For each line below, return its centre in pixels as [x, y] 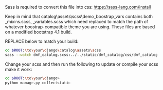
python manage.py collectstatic [38, 83]
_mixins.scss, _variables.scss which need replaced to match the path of [77, 22]
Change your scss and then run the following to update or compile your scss [82, 64]
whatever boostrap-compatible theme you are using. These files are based [80, 27]
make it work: [19, 69]
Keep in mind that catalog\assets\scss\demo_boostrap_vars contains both [79, 16]
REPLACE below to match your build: [42, 41]
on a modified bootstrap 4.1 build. [38, 32]
